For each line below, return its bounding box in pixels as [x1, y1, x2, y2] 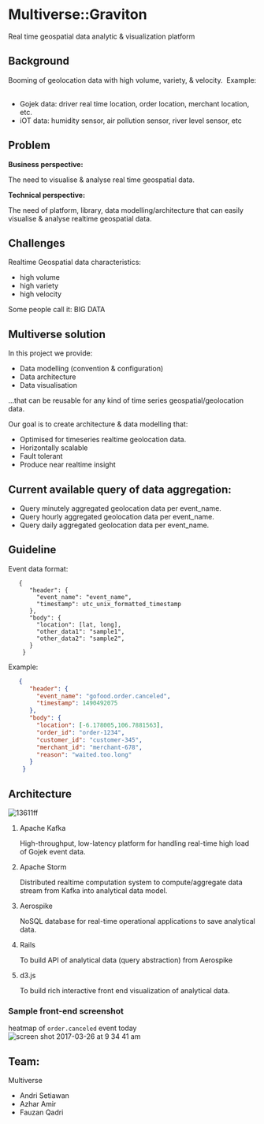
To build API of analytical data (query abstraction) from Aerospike [19, 955, 233, 965]
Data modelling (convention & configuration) [19, 364, 164, 374]
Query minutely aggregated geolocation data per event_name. [19, 504, 222, 513]
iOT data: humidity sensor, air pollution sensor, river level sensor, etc [19, 116, 242, 125]
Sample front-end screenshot [8, 1005, 125, 1016]
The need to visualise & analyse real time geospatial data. [8, 175, 195, 184]
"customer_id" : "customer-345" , [36, 735, 143, 744]
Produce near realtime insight [19, 460, 116, 470]
